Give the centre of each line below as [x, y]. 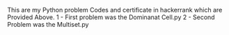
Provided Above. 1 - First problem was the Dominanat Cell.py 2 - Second [111, 17]
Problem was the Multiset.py [48, 24]
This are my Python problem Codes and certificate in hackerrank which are [115, 10]
